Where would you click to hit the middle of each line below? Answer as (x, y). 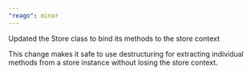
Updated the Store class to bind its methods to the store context (114, 38)
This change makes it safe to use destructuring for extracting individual (126, 53)
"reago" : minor (34, 16)
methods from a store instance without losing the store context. (113, 62)
